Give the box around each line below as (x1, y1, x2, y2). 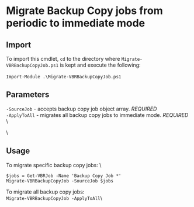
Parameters (6, 89, 50, 100)
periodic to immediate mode (6, 16, 145, 30)
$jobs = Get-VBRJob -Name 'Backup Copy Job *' (6, 172, 122, 179)
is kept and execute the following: (60, 61, 141, 68)
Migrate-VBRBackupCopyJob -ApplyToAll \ (6, 194, 102, 201)
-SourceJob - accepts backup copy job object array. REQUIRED (6, 105, 157, 112)
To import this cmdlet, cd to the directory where (6, 56, 120, 62)
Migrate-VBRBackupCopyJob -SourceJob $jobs (6, 178, 114, 184)
